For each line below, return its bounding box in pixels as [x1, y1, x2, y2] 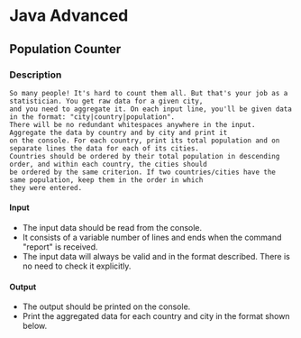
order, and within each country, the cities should [9, 160, 207, 169]
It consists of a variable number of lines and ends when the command [22, 232, 282, 243]
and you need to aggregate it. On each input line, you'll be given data [9, 105, 293, 114]
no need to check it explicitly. [22, 260, 132, 271]
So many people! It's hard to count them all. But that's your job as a [9, 88, 288, 97]
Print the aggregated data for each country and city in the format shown [22, 311, 290, 322]
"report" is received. [22, 242, 98, 252]
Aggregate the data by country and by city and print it [9, 128, 228, 137]
